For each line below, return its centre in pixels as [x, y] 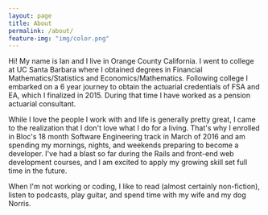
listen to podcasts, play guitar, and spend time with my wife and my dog [128, 195]
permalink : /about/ [41, 31]
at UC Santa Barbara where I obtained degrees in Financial [105, 70]
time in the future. [38, 171]
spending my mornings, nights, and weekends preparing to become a [124, 145]
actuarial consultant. [42, 104]
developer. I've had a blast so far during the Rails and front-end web [122, 154]
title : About [30, 23]
